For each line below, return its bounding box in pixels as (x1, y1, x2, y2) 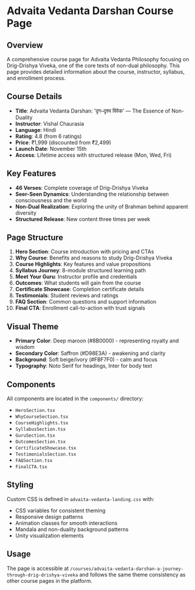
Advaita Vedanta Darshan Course (6, 4, 174, 18)
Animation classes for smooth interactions (15, 519, 118, 526)
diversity (15, 209, 37, 216)
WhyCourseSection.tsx (15, 414, 68, 420)
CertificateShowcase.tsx (15, 445, 77, 451)
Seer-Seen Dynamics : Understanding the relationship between (15, 190, 169, 197)
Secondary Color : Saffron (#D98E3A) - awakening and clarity (15, 350, 166, 357)
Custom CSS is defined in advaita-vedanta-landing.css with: (6, 495, 155, 502)
